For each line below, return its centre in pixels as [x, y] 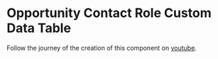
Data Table [39, 28]
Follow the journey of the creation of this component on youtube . [102, 48]
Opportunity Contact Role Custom [109, 13]
